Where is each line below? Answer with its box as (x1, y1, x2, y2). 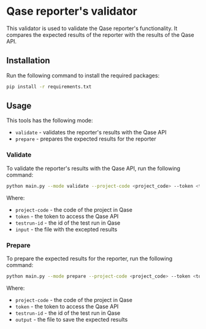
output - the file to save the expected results (15, 315, 128, 323)
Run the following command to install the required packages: (6, 72, 160, 79)
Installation (6, 55, 50, 66)
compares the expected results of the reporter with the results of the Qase (6, 31, 194, 38)
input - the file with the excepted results (15, 225, 118, 233)
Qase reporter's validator (6, 4, 138, 18)
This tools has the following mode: (6, 117, 93, 124)
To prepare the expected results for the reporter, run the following (6, 255, 173, 262)
